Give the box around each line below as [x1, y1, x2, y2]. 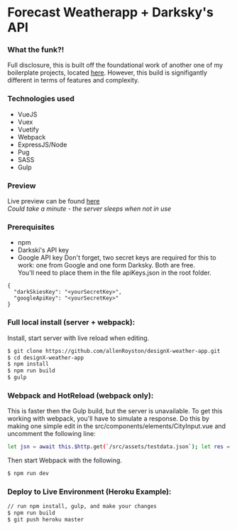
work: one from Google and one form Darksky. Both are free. [17, 261, 196, 270]
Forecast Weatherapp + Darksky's [7, 4, 214, 21]
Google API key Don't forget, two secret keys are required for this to [17, 253, 216, 262]
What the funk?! [7, 45, 65, 55]
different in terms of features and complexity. [7, 76, 140, 85]
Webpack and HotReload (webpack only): [7, 391, 154, 401]
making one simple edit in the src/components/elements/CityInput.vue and [7, 422, 226, 430]
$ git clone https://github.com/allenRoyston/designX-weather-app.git [7, 347, 221, 354]
